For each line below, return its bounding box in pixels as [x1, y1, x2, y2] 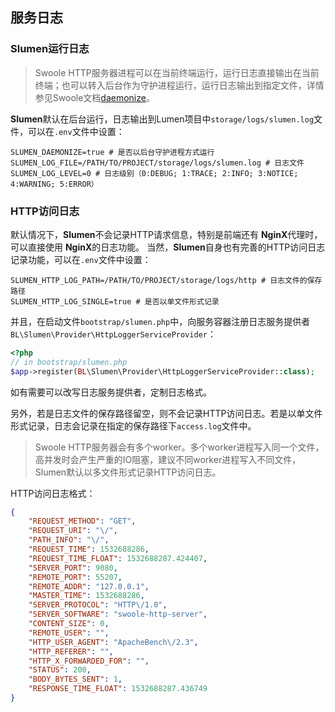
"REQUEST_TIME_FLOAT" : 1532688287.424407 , [28, 553, 208, 563]
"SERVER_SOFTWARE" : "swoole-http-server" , [28, 609, 208, 620]
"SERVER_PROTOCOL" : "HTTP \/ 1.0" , [28, 600, 168, 610]
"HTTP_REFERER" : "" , [28, 646, 114, 657]
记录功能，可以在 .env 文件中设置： [10, 253, 152, 265]
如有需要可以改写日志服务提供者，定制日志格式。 [10, 386, 212, 398]
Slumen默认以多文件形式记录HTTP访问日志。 [34, 466, 222, 478]
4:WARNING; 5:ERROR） [10, 179, 99, 189]
